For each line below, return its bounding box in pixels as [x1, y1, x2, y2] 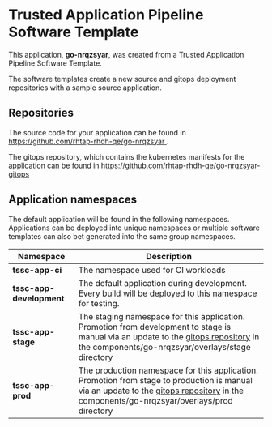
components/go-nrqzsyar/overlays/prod [78, 395, 233, 406]
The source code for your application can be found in [8, 127, 186, 137]
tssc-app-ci [12, 264, 62, 275]
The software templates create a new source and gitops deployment [8, 74, 236, 83]
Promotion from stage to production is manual [78, 374, 253, 386]
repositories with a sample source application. [8, 83, 162, 92]
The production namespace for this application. [78, 365, 259, 376]
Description [145, 250, 193, 262]
